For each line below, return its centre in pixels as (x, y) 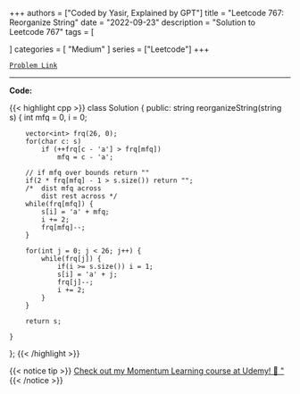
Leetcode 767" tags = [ (52, 32)
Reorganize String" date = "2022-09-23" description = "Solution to (133, 22)
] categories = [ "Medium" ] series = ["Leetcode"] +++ (109, 49)
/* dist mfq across (63, 189)
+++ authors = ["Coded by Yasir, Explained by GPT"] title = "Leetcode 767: (146, 13)
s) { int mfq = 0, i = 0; (48, 117)
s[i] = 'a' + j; (87, 274)
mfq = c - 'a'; (85, 157)
